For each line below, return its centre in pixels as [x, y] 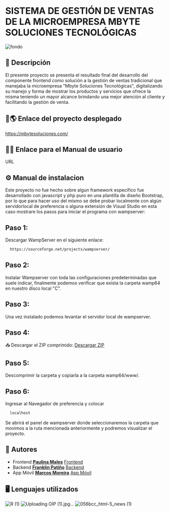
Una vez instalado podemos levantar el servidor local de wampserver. [78, 316]
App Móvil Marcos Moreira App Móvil [52, 473]
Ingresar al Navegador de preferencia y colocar [55, 403]
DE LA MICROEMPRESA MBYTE [73, 22]
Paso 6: [17, 392]
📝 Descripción [28, 63]
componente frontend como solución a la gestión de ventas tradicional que [84, 80]
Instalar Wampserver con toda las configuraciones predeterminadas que [81, 277]
